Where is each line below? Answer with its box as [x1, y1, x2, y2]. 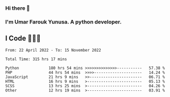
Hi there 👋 [5, 5, 31, 12]
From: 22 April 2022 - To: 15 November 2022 [5, 47, 101, 53]
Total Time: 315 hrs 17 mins [5, 56, 67, 62]
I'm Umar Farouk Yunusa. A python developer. [5, 18, 122, 25]
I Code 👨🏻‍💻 [5, 34, 41, 43]
